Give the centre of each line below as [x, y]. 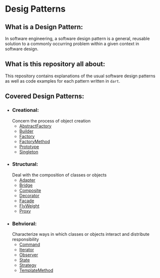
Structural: [25, 164]
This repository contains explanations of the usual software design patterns [80, 76]
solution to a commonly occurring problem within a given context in [72, 44]
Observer [29, 255]
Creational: [25, 110]
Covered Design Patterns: [45, 96]
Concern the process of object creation [51, 121]
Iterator [27, 250]
